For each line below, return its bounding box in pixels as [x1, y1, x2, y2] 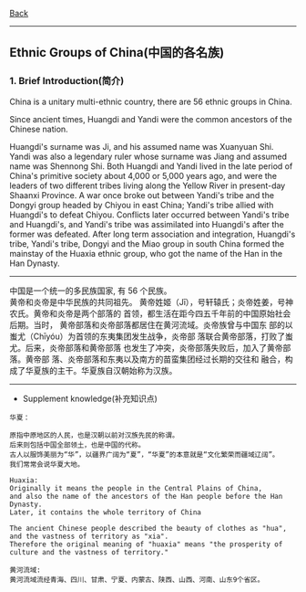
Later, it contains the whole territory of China [9, 507, 202, 517]
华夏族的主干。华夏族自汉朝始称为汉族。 [25, 365, 178, 375]
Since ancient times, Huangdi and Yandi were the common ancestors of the [9, 113, 293, 124]
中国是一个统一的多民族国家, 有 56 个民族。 [9, 285, 172, 296]
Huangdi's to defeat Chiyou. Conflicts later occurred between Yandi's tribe [9, 209, 290, 220]
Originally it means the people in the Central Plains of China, [9, 483, 262, 492]
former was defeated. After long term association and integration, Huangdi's [9, 228, 296, 239]
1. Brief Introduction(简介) [9, 75, 125, 88]
